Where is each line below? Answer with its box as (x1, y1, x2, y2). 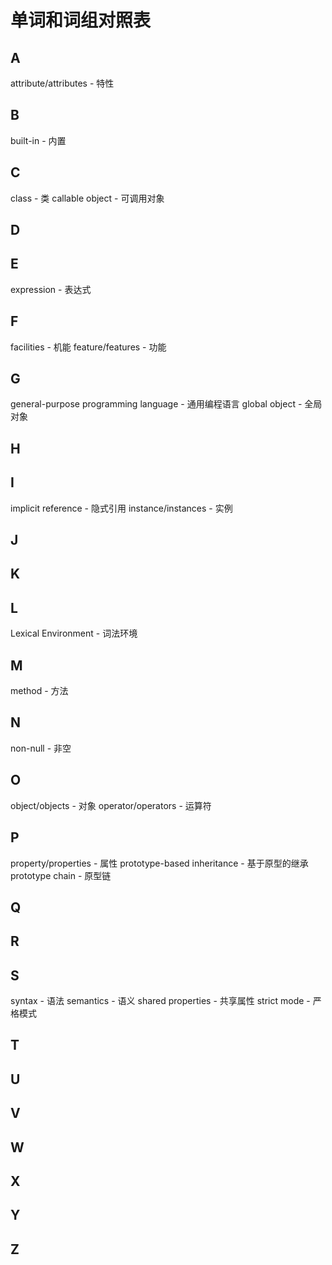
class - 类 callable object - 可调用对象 (10, 192, 165, 204)
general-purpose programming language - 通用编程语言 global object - (10, 398, 303, 410)
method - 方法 (10, 685, 69, 697)
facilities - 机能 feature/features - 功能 (10, 341, 167, 353)
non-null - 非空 (10, 742, 72, 754)
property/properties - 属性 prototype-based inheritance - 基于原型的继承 (10, 857, 309, 869)
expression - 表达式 (10, 283, 92, 295)
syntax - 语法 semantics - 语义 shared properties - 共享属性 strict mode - (10, 995, 311, 1007)
